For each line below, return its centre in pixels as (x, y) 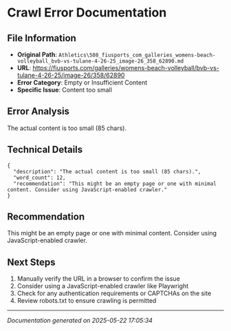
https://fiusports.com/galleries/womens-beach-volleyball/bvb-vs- (126, 68)
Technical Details (45, 150)
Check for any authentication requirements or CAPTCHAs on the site (114, 293)
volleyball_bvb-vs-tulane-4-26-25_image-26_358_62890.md (100, 61)
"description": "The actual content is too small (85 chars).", (107, 171)
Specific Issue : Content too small (64, 90)
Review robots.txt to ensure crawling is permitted (87, 301)
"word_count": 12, (40, 178)
